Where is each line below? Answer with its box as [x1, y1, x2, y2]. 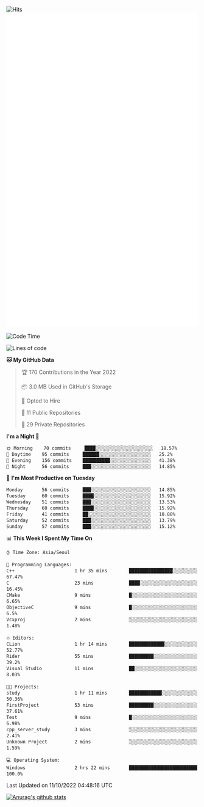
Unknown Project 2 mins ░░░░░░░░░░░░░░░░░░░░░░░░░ [6, 739, 198, 745]
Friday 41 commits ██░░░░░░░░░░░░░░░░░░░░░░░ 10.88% [6, 511, 175, 517]
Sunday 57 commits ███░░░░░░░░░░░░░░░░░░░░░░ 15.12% [6, 523, 175, 530]
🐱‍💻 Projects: [6, 684, 40, 690]
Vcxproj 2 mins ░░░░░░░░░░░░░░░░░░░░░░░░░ [6, 616, 198, 623]
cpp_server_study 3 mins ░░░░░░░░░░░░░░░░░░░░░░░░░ [6, 726, 198, 732]
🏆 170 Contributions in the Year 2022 [21, 368, 116, 376]
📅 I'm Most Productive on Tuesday [6, 474, 96, 481]
